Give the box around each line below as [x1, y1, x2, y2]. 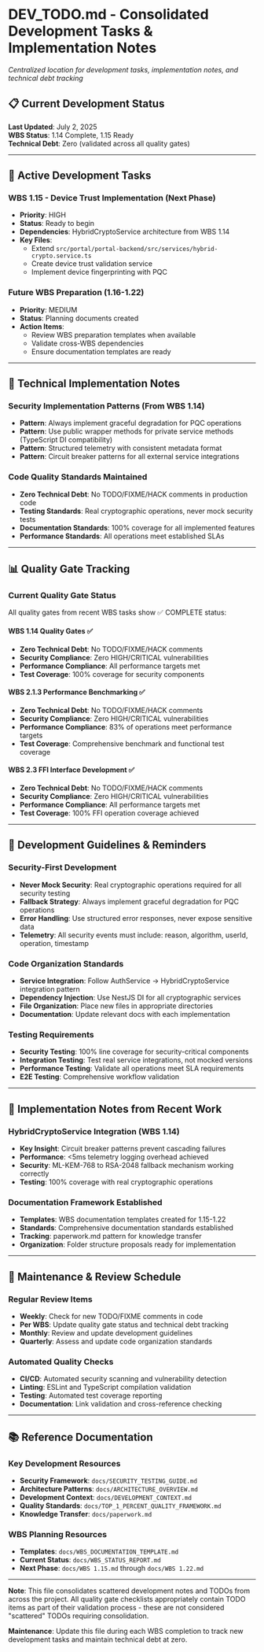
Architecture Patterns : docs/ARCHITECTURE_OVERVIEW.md [19, 1484, 199, 1493]
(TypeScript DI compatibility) [19, 435, 113, 445]
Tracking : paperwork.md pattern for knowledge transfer [19, 1232, 202, 1241]
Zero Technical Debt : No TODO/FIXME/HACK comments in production [19, 490, 248, 499]
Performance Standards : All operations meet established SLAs [19, 531, 225, 541]
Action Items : [19, 321, 64, 331]
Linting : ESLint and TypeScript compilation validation [19, 1383, 192, 1392]
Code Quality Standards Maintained [8, 471, 148, 482]
